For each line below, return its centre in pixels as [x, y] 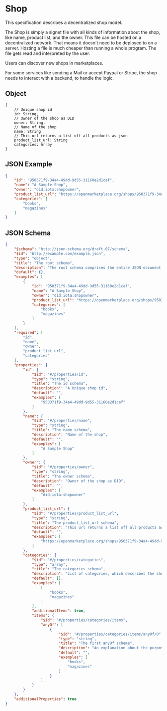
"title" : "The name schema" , [62, 430]
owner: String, [30, 123]
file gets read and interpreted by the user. [48, 53]
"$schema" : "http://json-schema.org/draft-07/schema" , [72, 249]
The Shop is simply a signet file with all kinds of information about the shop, [83, 32]
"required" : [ [29, 332]
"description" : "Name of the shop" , [70, 435]
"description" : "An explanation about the [103, 648]
